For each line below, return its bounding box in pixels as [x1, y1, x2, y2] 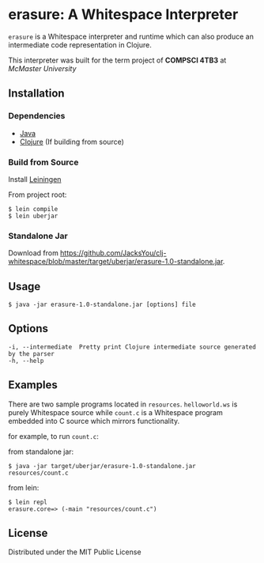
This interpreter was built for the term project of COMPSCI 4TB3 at [8, 55, 227, 65]
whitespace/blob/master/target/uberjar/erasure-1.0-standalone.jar [8, 257, 224, 266]
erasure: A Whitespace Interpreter [8, 6, 239, 24]
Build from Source [8, 157, 79, 168]
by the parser [8, 350, 55, 357]
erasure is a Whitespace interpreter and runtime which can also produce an [8, 32, 255, 41]
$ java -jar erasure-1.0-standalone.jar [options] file [8, 300, 196, 309]
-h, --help [8, 357, 44, 365]
